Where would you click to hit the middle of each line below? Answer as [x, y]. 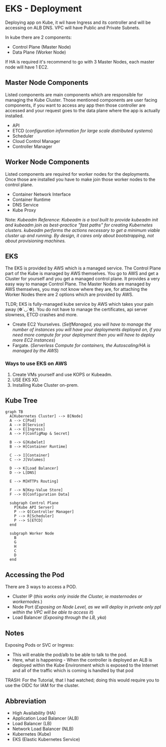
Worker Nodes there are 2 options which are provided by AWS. [69, 295]
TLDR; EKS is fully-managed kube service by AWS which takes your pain [79, 304]
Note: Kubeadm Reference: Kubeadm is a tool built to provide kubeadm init [82, 219]
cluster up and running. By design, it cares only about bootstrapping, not [80, 235]
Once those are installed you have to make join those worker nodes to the [80, 179]
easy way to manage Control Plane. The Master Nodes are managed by [78, 284]
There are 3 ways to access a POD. [41, 587]
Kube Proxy [24, 210]
